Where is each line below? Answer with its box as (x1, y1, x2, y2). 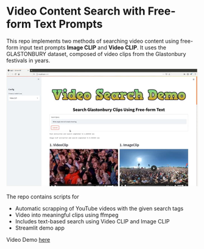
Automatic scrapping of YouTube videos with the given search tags (15, 205, 184, 212)
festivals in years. (6, 57, 51, 64)
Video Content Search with (6, 4, 146, 18)
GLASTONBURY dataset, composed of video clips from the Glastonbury (6, 50, 186, 57)
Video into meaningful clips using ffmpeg (15, 211, 119, 219)
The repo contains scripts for (6, 193, 79, 200)
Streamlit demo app (15, 224, 65, 232)
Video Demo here (6, 236, 51, 244)
